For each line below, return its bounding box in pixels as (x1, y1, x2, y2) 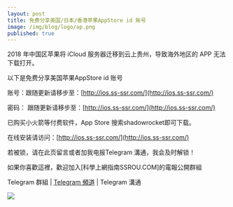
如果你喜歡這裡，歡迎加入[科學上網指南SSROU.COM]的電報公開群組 (7, 163, 202, 172)
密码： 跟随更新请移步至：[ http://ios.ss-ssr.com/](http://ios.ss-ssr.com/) (7, 103, 216, 112)
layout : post (7, 10, 45, 18)
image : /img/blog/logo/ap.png (7, 23, 96, 30)
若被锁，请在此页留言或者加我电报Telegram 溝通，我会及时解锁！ (7, 148, 196, 156)
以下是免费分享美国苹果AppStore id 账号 (7, 74, 123, 82)
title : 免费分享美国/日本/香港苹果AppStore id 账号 (7, 17, 146, 24)
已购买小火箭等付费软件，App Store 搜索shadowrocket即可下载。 (7, 119, 195, 127)
